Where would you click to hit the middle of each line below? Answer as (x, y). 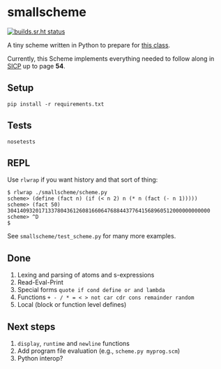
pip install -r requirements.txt (56, 104)
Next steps (31, 327)
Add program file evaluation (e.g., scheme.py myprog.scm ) (99, 351)
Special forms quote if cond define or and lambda (91, 290)
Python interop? (40, 358)
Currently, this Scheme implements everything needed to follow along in (111, 58)
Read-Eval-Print (40, 282)
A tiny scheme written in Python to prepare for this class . (89, 45)
